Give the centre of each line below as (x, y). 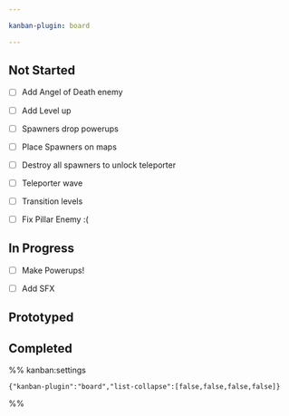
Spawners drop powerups (70, 129)
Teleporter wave (52, 183)
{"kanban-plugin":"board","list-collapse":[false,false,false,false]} (144, 387)
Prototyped (41, 318)
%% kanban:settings (48, 370)
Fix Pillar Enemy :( (55, 219)
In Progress (41, 249)
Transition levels (52, 201)
